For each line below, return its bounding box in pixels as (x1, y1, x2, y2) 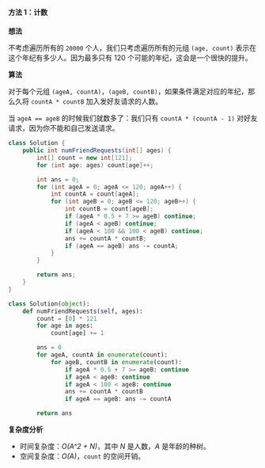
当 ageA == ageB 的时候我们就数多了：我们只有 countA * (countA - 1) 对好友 (8, 113, 258, 123)
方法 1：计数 (8, 7, 48, 17)
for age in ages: (36, 322, 93, 330)
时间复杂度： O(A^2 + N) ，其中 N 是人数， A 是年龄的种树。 (19, 442, 211, 451)
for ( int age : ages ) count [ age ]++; (36, 161, 154, 169)
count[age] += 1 (50, 329, 104, 337)
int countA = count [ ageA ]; (50, 190, 140, 198)
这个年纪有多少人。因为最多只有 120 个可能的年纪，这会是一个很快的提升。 (8, 53, 252, 63)
